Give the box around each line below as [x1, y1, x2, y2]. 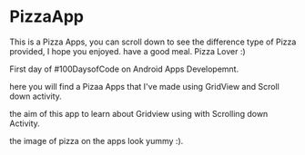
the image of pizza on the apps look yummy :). [9, 135, 184, 146]
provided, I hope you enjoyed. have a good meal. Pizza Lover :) [9, 45, 246, 56]
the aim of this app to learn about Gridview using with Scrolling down [9, 108, 269, 119]
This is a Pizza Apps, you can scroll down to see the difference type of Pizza [9, 36, 297, 47]
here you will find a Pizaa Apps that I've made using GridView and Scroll [9, 81, 280, 92]
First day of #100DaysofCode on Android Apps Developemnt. [9, 63, 239, 74]
